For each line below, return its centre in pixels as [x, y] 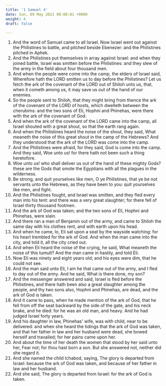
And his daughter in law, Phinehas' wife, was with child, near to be [80, 321]
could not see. [27, 264]
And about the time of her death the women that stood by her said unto [85, 342]
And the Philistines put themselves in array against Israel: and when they [87, 58]
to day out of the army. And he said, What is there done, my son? [79, 274]
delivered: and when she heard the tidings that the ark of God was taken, [87, 327]
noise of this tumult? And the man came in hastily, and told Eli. [76, 253]
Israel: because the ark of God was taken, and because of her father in [85, 363]
